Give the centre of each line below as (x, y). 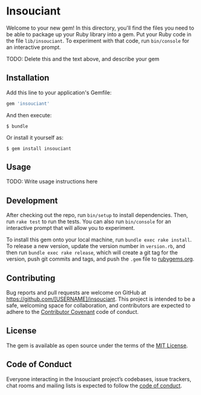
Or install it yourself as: (35, 137)
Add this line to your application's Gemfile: (59, 93)
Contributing (31, 278)
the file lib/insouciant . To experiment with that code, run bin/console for (98, 41)
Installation (28, 78)
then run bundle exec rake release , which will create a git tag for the (92, 253)
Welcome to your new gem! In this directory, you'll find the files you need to (100, 28)
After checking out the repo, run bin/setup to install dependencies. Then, (97, 215)
